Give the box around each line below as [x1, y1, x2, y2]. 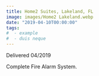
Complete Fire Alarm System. [6, 63, 78, 70]
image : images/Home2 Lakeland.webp [6, 14, 94, 20]
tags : [6, 25, 19, 31]
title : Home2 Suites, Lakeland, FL [6, 8, 94, 15]
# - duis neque [6, 36, 46, 42]
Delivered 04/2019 [6, 52, 51, 58]
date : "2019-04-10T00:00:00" [6, 19, 78, 25]
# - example [6, 30, 38, 36]
